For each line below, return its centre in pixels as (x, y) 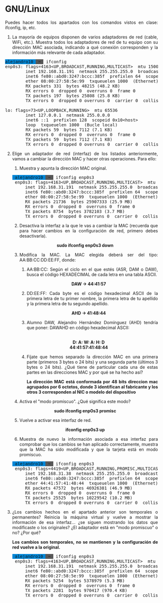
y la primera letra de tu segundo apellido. (68, 303)
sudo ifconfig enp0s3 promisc (85, 411)
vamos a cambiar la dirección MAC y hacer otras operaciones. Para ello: (84, 158)
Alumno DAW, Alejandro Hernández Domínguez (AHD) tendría (92, 322)
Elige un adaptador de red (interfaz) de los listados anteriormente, (85, 154)
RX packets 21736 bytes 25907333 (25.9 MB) (79, 202)
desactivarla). (33, 236)
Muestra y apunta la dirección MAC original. (63, 168)
